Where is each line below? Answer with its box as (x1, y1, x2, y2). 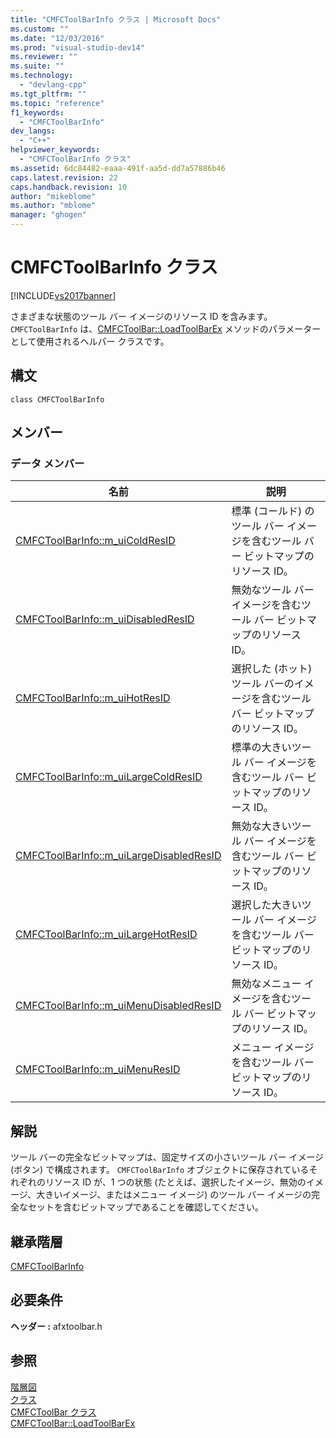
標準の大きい (231, 741, 292, 755)
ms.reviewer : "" (10, 52, 78, 62)
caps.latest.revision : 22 (10, 172, 118, 183)
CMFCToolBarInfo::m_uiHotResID (15, 691, 171, 705)
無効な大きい (231, 819, 292, 833)
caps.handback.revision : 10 (10, 182, 128, 192)
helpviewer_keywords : (10, 145, 101, 155)
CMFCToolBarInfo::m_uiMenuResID (15, 1062, 181, 1076)
